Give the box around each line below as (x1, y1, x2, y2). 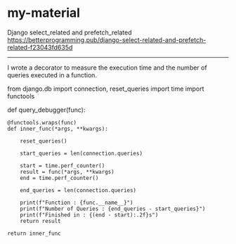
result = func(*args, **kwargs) (20, 168, 114, 175)
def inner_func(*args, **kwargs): (7, 125, 109, 132)
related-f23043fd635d (7, 43, 73, 51)
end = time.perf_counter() (20, 174, 99, 181)
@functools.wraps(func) (7, 119, 77, 126)
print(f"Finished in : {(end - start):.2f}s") (20, 211, 159, 219)
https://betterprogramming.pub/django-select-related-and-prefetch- (7, 35, 206, 44)
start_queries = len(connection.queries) (20, 150, 143, 157)
